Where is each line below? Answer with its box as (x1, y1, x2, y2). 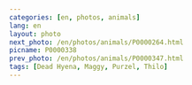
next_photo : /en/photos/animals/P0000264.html (9, 37, 184, 47)
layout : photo (9, 29, 62, 38)
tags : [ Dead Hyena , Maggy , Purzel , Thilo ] (9, 63, 168, 72)
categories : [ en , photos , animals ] (9, 12, 141, 22)
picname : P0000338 (9, 46, 77, 55)
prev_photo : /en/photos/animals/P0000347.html (9, 54, 184, 63)
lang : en (9, 21, 42, 30)
